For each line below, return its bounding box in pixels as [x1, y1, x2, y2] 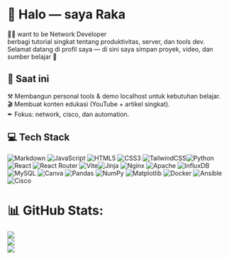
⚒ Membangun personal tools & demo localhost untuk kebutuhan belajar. [7, 91, 221, 100]
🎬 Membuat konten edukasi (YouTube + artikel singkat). [7, 99, 170, 108]
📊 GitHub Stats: [7, 202, 104, 218]
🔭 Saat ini [7, 73, 50, 85]
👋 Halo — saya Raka [7, 6, 126, 23]
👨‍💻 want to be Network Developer [7, 30, 107, 38]
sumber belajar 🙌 [7, 52, 57, 61]
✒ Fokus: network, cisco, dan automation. [7, 110, 130, 118]
